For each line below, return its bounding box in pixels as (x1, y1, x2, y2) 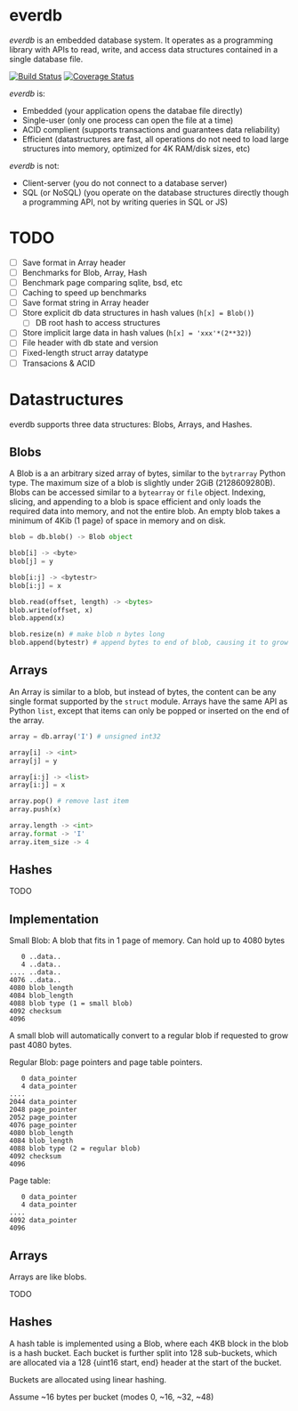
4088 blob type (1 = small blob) (9, 999, 133, 1008)
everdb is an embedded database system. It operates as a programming (9, 35, 274, 45)
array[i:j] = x (9, 780, 66, 790)
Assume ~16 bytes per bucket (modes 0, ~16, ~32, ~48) (9, 1391, 214, 1402)
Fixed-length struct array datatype (21, 348, 149, 359)
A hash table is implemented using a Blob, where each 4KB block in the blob (9, 1338, 289, 1349)
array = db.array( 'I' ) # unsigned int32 (9, 731, 162, 741)
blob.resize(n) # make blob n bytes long (9, 630, 165, 639)
